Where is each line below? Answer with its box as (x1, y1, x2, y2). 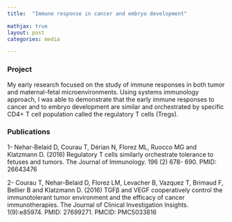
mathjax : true (7, 22, 48, 30)
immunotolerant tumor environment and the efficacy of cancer (7, 193, 186, 201)
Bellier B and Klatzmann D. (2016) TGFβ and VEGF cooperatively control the (7, 185, 223, 194)
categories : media (7, 35, 60, 42)
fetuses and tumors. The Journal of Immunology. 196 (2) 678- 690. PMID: (7, 157, 217, 166)
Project (7, 65, 33, 74)
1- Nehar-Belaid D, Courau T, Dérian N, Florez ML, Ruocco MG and (7, 143, 197, 151)
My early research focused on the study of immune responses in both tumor (7, 80, 225, 89)
